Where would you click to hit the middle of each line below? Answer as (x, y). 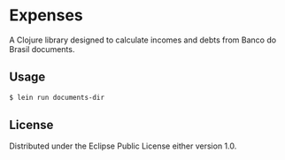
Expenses (46, 15)
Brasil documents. (42, 49)
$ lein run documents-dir (57, 97)
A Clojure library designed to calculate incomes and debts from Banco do (143, 40)
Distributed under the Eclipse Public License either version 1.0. (123, 146)
